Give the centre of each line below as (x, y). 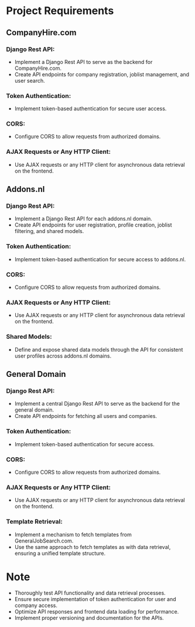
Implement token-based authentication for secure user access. (90, 109)
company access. (36, 605)
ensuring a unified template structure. (60, 553)
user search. (30, 80)
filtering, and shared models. (49, 231)
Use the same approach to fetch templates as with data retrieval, (93, 547)
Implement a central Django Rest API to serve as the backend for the (97, 404)
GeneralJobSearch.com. (44, 541)
